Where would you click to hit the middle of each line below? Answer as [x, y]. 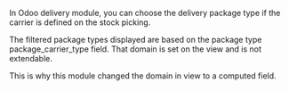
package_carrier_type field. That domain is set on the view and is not [136, 49]
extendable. [31, 58]
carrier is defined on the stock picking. [80, 22]
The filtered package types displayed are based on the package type [136, 40]
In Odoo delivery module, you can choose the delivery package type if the [145, 13]
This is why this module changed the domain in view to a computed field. [143, 76]
